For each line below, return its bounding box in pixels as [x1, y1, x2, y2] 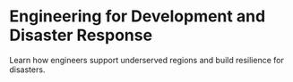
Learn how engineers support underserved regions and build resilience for [9, 54, 284, 65]
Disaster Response [9, 25, 153, 45]
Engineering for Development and [9, 6, 266, 27]
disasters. [9, 64, 46, 75]
